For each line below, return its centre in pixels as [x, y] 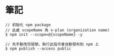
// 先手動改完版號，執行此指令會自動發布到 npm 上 [52, 44]
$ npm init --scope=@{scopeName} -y [44, 34]
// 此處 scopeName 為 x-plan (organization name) [58, 30]
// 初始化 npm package [28, 25]
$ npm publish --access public [38, 48]
